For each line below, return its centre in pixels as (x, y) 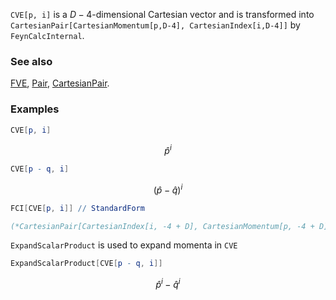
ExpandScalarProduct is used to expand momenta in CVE (124, 245)
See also (31, 61)
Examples (35, 109)
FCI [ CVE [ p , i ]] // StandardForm (77, 208)
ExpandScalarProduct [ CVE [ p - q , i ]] (86, 264)
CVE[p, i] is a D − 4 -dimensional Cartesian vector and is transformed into (162, 14)
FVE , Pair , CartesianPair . (60, 83)
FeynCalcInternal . (47, 35)
